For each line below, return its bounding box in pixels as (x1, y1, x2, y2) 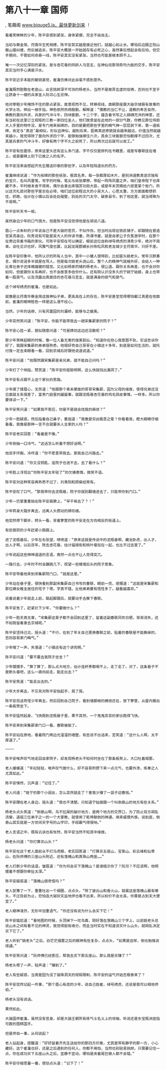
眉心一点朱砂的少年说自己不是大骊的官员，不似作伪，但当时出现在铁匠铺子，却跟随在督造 (5, 228, 160, 233)
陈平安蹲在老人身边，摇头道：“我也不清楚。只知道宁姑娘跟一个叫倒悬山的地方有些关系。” (5, 800, 159, 805)
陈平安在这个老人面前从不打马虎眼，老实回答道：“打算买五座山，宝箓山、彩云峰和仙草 (5, 849, 155, 854)
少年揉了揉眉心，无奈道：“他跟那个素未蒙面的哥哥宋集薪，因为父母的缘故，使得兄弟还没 (5, 387, 159, 392)
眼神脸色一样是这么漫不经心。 (23, 299, 75, 304)
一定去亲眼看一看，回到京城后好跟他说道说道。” (12, 348, 94, 353)
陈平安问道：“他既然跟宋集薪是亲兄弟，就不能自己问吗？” (5, 358, 106, 363)
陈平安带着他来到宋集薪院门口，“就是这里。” (5, 571, 82, 576)
